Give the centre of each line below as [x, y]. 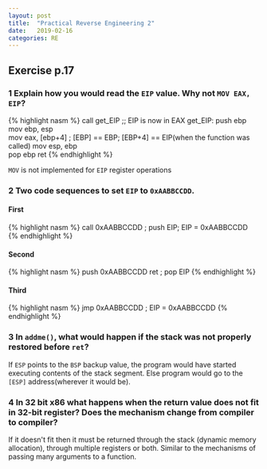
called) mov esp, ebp [43, 145]
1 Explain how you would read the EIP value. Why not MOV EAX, [130, 93]
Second [21, 254]
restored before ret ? [49, 347]
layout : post [30, 16]
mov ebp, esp [31, 129]
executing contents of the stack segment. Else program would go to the [126, 373]
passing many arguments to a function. [73, 457]
